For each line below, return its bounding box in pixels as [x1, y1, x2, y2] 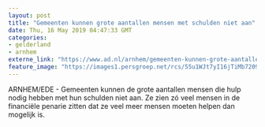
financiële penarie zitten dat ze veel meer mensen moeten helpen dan [8, 101, 235, 110]
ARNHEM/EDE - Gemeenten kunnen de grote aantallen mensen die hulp [8, 84, 242, 94]
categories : [8, 33, 47, 42]
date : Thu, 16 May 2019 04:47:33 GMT [8, 26, 132, 34]
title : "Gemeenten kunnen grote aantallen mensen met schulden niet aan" [8, 19, 256, 27]
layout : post [8, 11, 51, 20]
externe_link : [8, 56, 55, 64]
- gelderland [8, 41, 51, 49]
